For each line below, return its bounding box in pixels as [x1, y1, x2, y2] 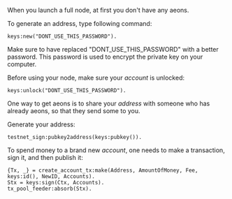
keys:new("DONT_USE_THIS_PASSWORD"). [7, 33, 117, 40]
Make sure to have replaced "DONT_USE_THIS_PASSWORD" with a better [7, 45, 219, 53]
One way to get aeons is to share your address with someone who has [7, 99, 210, 108]
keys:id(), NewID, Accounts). [7, 173, 96, 180]
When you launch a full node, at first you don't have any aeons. [7, 6, 189, 14]
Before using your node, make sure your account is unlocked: [7, 73, 185, 82]
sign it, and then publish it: [7, 154, 84, 161]
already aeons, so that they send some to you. [7, 107, 141, 115]
